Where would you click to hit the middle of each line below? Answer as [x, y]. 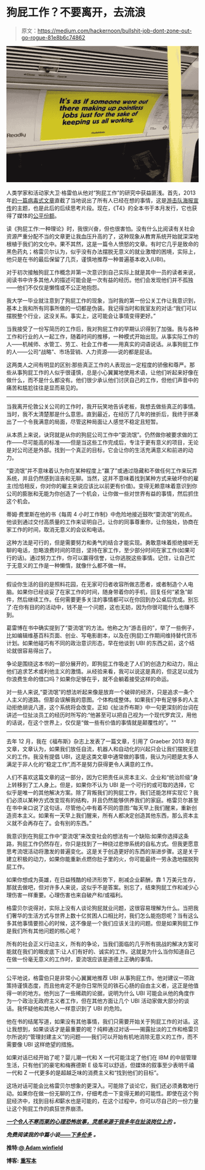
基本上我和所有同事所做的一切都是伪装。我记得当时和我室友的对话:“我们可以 [102, 308]
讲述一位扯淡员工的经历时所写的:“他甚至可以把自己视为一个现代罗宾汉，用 [99, 715]
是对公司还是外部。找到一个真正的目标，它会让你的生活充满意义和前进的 [97, 450]
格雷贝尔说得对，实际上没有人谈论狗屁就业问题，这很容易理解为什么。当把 [100, 908]
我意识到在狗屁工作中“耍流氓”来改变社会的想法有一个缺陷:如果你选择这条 [98, 836]
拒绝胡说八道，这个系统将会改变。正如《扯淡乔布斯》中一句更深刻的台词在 [105, 707]
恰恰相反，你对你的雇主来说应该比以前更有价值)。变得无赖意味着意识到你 [106, 486]
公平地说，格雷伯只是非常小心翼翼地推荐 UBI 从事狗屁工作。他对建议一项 [98, 978]
